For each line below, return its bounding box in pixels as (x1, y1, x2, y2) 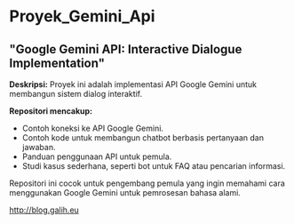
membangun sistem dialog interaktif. (9, 89, 143, 99)
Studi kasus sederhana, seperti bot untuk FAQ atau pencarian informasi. (21, 161, 286, 171)
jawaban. (21, 142, 56, 152)
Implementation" (9, 55, 105, 70)
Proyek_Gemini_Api (9, 6, 155, 27)
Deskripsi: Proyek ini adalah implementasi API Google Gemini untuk (9, 79, 258, 90)
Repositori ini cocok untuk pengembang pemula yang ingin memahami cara (9, 178, 286, 188)
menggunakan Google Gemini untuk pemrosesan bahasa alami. (9, 188, 242, 197)
